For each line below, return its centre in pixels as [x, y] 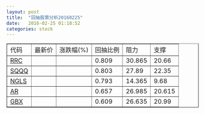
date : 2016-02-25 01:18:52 [43, 23]
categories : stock [30, 29]
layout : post [23, 12]
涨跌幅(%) [74, 50]
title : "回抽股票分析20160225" [45, 18]
